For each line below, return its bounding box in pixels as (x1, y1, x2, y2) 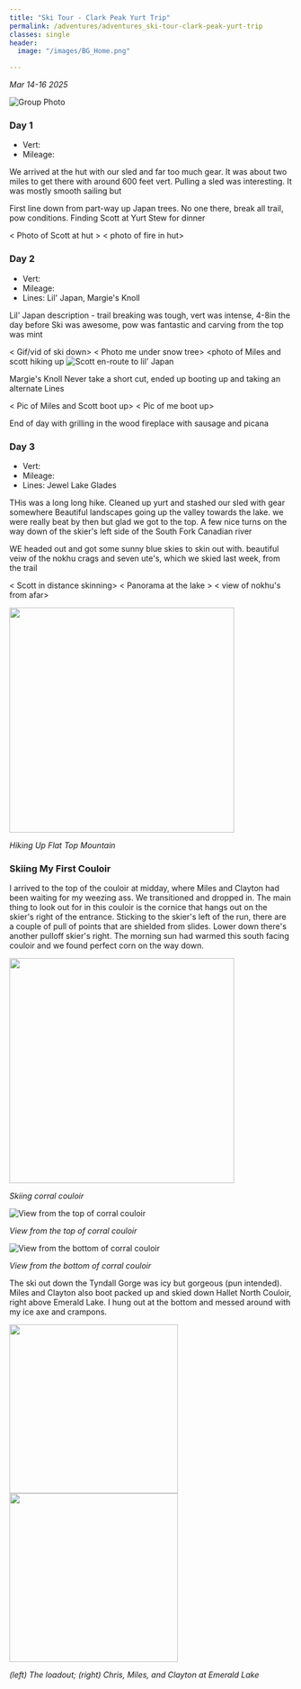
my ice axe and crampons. (9, 1306, 108, 1317)
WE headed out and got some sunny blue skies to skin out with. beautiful (9, 544, 279, 555)
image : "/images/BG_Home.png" (17, 47, 130, 56)
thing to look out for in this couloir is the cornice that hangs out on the (9, 902, 268, 913)
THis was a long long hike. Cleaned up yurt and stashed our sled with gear (9, 497, 286, 509)
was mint (9, 329, 43, 339)
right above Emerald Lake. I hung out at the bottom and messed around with (9, 1297, 291, 1308)
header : (9, 38, 39, 48)
